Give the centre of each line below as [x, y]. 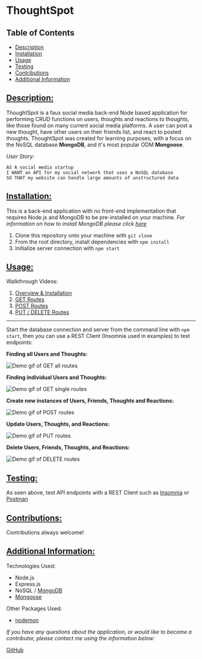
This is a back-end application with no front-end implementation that [91, 211]
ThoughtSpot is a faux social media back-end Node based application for [97, 113]
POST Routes [31, 306]
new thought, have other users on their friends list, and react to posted [94, 132]
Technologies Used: [31, 566]
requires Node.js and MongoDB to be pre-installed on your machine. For [96, 217]
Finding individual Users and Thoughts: [57, 378]
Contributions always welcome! [45, 533]
